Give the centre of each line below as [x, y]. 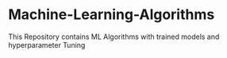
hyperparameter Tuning [47, 44]
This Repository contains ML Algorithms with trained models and [114, 37]
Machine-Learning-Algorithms [112, 15]
